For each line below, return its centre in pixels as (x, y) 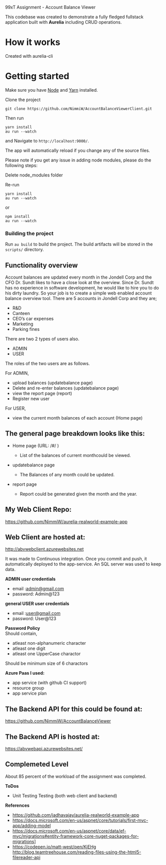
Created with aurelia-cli (29, 56)
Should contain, (21, 634)
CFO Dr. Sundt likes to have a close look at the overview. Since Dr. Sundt (80, 282)
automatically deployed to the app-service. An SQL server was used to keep (83, 564)
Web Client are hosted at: (45, 537)
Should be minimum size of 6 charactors (46, 663)
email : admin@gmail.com (38, 589)
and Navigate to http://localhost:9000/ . (47, 141)
